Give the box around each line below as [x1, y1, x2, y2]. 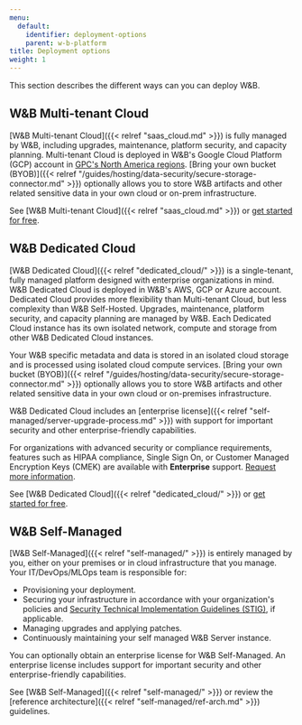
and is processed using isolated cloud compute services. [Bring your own [9, 358, 283, 370]
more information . [9, 470, 76, 481]
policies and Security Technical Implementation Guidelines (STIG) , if [22, 604, 276, 615]
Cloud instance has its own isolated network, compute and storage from [9, 322, 278, 333]
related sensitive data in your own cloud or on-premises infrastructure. [9, 387, 272, 398]
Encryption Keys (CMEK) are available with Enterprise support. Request [9, 461, 277, 472]
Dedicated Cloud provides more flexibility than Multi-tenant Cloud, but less [9, 293, 287, 304]
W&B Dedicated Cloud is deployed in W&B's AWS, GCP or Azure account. [9, 283, 282, 294]
